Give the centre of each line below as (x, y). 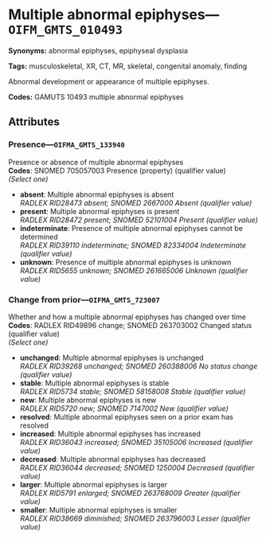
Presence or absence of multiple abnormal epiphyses (96, 162)
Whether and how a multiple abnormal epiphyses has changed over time (127, 317)
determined (39, 236)
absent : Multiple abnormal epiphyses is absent (97, 194)
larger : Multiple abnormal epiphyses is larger (94, 484)
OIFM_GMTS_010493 (66, 30)
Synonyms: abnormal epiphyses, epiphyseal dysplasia (98, 50)
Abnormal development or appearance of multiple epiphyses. (109, 81)
